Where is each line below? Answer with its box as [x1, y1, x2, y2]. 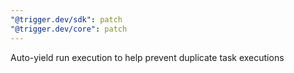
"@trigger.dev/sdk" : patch [10, 14, 123, 25]
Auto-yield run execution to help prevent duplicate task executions [10, 51, 285, 63]
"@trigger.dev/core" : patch [10, 24, 128, 34]
